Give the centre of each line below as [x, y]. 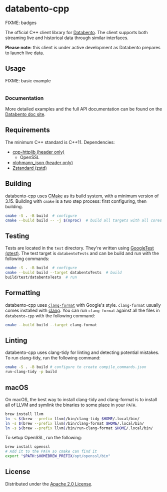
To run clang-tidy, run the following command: [53, 358]
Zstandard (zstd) [30, 168]
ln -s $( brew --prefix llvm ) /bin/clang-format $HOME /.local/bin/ [74, 423]
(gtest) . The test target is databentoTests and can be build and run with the [82, 254]
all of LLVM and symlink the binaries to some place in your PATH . [71, 405]
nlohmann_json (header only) [43, 162]
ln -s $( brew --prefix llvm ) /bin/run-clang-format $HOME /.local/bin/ [79, 428]
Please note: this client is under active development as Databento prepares [83, 47]
